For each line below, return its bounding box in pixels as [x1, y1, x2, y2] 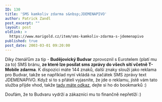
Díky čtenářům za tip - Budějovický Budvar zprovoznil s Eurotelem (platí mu [5, 56, 157, 62]
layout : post [5, 25, 31, 30]
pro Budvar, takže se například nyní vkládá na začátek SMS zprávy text [5, 72, 147, 77]
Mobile [5, 66, 19, 73]
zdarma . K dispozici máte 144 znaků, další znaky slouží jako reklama [20, 66, 157, 73]
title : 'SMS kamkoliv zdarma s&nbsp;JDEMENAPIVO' [5, 12, 107, 16]
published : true [5, 39, 38, 44]
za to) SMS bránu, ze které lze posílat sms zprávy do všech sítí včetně [5, 61, 147, 67]
